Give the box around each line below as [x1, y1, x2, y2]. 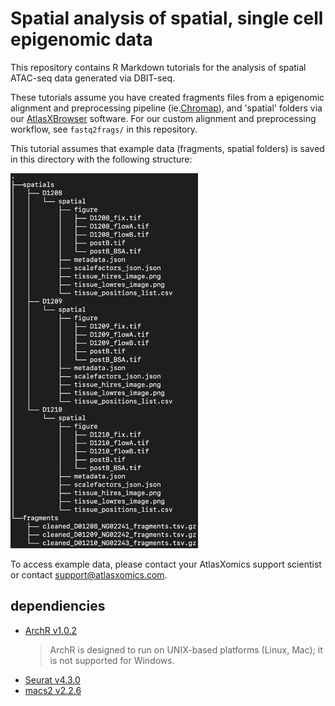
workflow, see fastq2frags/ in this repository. [10, 123, 198, 135]
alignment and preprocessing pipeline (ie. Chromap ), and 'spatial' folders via [10, 102, 323, 114]
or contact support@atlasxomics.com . [10, 568, 168, 581]
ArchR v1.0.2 [24, 624, 78, 636]
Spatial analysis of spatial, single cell [10, 7, 324, 30]
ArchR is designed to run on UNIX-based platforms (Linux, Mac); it [49, 643, 323, 656]
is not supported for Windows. [49, 654, 175, 666]
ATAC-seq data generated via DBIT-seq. [10, 72, 176, 84]
